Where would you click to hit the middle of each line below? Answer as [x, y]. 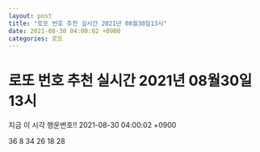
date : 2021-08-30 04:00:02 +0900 [65, 31]
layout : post [30, 16]
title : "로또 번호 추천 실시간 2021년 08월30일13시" [88, 23]
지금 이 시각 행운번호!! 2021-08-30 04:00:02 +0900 [92, 125]
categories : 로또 [36, 38]
